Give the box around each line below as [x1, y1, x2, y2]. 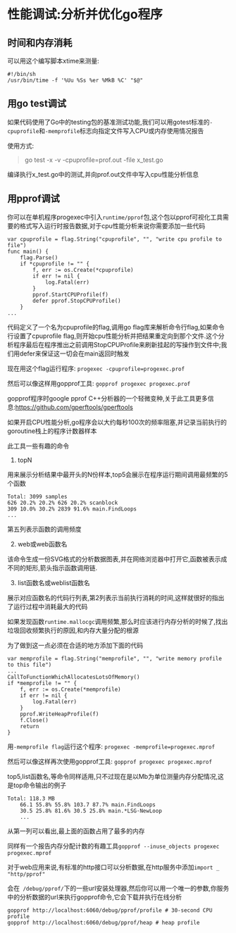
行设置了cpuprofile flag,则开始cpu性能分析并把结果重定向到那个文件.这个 [7, 332, 218, 340]
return [20, 722, 39, 730]
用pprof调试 [7, 193, 60, 205]
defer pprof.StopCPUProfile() [32, 297, 121, 304]
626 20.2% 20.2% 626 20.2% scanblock [7, 499, 118, 506]
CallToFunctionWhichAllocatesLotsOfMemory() [7, 673, 140, 680]
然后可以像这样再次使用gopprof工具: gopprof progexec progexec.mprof [7, 757, 213, 765]
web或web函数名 [17, 539, 68, 548]
